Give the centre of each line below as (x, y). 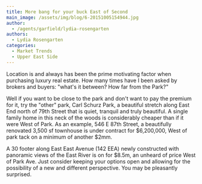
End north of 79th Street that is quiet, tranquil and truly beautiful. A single (97, 111)
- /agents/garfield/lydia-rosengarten (61, 29)
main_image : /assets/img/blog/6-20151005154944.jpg (72, 17)
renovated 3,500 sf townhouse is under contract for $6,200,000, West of (97, 130)
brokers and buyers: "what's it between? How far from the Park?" (87, 87)
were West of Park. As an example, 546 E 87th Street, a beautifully (89, 124)
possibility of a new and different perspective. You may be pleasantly (92, 168)
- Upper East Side (35, 57)
